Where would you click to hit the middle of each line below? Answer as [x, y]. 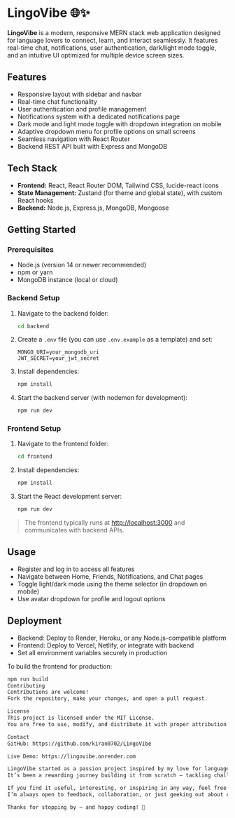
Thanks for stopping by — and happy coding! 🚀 [76, 807]
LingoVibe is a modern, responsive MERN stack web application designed [114, 32]
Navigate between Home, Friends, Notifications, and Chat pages [110, 576]
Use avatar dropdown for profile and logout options [91, 598]
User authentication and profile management [82, 109]
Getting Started [42, 229]
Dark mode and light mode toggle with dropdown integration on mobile [119, 123]
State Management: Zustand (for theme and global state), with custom [120, 193]
